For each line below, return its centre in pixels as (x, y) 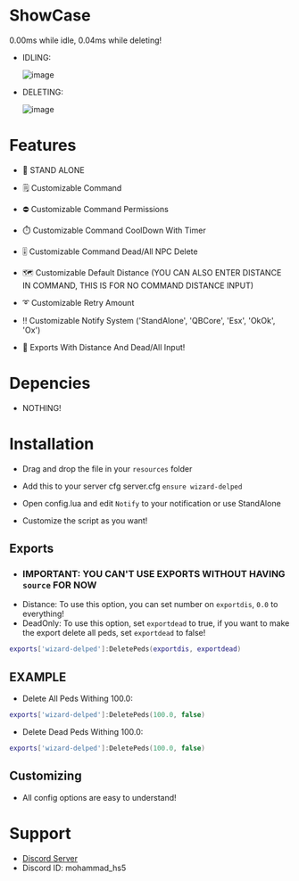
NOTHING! (42, 408)
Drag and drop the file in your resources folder (107, 468)
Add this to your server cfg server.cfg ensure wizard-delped (132, 486)
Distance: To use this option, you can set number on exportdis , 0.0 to (150, 605)
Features (43, 146)
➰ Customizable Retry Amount (78, 302)
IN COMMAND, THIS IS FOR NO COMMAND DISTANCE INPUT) (138, 285)
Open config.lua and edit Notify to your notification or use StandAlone (151, 503)
